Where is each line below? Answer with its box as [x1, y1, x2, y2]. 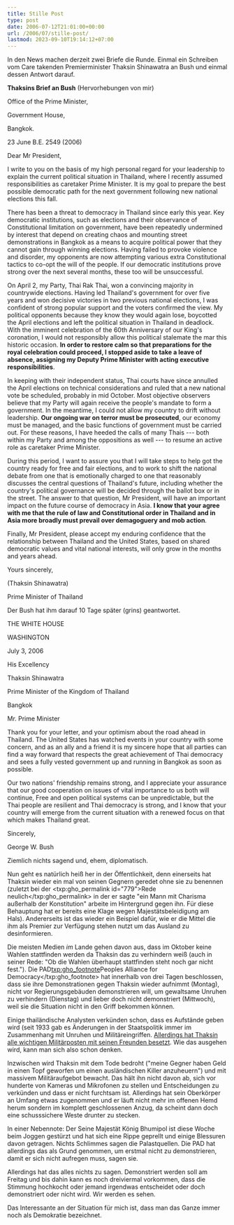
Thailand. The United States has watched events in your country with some [7, 735, 224, 744]
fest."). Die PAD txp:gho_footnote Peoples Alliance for [7, 965, 158, 973]
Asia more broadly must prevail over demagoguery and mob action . [7, 516, 207, 525]
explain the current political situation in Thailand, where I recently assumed [7, 173, 224, 181]
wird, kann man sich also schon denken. [7, 1045, 123, 1054]
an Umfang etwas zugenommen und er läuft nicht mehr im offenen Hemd [7, 1096, 218, 1105]
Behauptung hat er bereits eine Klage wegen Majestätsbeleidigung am [7, 907, 210, 915]
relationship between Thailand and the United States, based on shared [7, 537, 210, 546]
